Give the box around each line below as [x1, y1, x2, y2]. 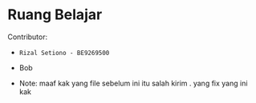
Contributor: [7, 32, 48, 42]
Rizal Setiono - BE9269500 [18, 49, 110, 57]
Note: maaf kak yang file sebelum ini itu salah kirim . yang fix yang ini [18, 78, 248, 88]
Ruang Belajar [7, 6, 103, 24]
